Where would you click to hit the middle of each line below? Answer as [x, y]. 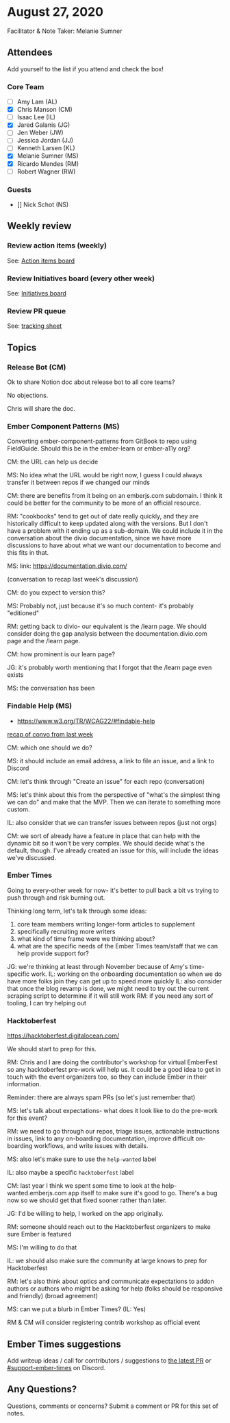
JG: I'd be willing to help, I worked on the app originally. [86, 1214]
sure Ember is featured [39, 1234]
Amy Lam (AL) [37, 102]
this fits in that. [28, 553]
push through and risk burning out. [56, 897]
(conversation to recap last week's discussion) [73, 579]
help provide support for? [53, 953]
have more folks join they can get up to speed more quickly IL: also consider [115, 981]
